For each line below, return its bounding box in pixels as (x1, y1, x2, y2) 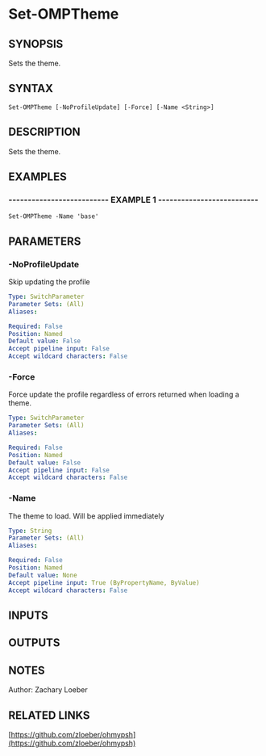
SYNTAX (8, 82, 54, 95)
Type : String (8, 527, 52, 535)
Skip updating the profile (8, 277, 90, 287)
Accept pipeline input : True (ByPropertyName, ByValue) (8, 578, 200, 586)
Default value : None (8, 571, 78, 579)
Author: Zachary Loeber (8, 685, 89, 695)
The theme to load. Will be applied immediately (8, 510, 164, 521)
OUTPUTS (8, 636, 60, 650)
